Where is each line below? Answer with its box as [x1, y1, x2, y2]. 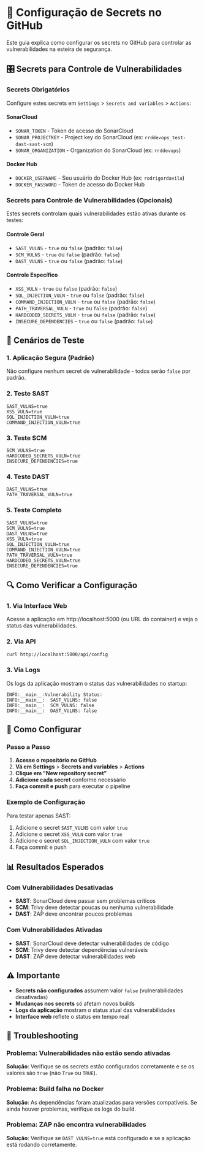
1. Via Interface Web [6, 601, 67, 610]
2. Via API [6, 637, 36, 646]
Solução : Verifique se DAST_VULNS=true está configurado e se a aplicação [6, 1134, 191, 1141]
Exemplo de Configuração [6, 798, 86, 806]
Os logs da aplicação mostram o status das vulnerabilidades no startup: [6, 680, 187, 687]
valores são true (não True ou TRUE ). [6, 1070, 97, 1077]
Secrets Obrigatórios [6, 85, 70, 94]
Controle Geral [6, 230, 45, 238]
